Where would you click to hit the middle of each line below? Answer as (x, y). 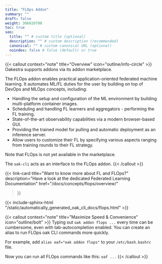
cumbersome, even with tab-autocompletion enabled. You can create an (78, 227)
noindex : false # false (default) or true (53, 50)
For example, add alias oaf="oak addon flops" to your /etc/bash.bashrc (78, 242)
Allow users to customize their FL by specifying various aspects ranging (84, 140)
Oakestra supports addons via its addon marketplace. (59, 69)
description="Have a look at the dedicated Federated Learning (68, 178)
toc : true (15, 28)
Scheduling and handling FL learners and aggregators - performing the (83, 109)
